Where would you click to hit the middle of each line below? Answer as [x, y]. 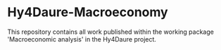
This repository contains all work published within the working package [111, 32]
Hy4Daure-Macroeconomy [88, 12]
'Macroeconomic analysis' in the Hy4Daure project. [82, 39]
